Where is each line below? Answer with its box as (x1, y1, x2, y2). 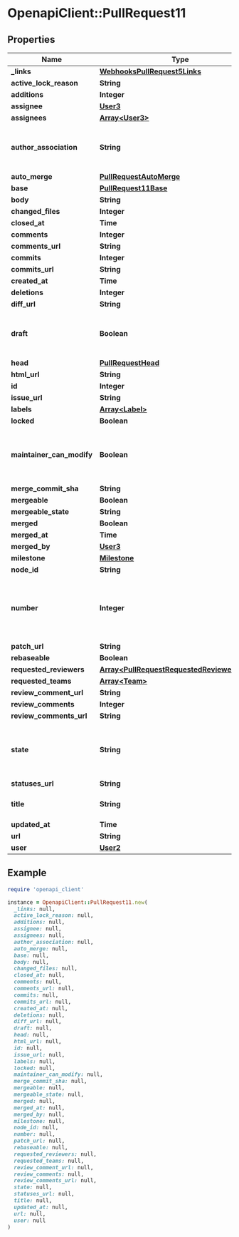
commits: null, (14, 991, 59, 999)
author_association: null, (14, 938, 94, 945)
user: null (14, 1217, 46, 1224)
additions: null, (14, 918, 65, 926)
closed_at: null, (14, 972, 65, 979)
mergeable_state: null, (14, 1091, 84, 1099)
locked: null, (14, 1064, 55, 1072)
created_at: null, (14, 1005, 69, 1012)
